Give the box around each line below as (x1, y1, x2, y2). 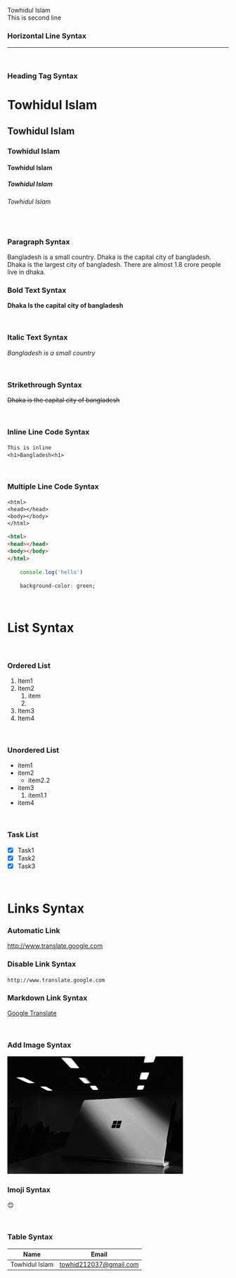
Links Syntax (7, 901, 84, 917)
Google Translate (7, 1009, 58, 1017)
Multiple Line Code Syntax (7, 482, 100, 491)
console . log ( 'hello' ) (20, 569, 83, 576)
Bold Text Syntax (7, 285, 67, 295)
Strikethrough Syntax (7, 380, 82, 389)
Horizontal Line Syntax (7, 31, 86, 41)
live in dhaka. (7, 268, 46, 277)
